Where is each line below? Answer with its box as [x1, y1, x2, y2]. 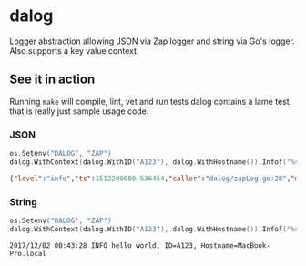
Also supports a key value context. [9, 45, 139, 56]
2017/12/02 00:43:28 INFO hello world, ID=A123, [9, 240, 198, 251]
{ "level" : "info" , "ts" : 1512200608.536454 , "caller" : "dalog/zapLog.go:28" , [9, 174, 291, 183]
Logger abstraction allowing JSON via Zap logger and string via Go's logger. [9, 36, 296, 46]
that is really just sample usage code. [9, 106, 149, 117]
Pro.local [9, 249, 47, 258]
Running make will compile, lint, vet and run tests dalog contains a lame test [9, 96, 290, 107]
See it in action [9, 72, 96, 87]
